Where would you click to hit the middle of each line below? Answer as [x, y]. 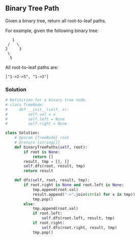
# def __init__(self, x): [37, 109]
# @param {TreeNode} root [42, 138]
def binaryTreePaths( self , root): [51, 147]
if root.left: [47, 213]
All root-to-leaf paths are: [32, 67]
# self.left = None [35, 119]
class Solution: [22, 133]
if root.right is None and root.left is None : [74, 185]
